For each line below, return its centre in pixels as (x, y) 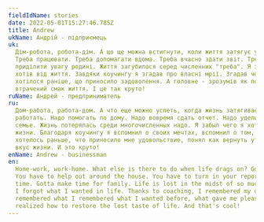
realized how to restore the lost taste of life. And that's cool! (128, 205)
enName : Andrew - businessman (58, 154)
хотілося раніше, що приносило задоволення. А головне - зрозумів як (131, 81)
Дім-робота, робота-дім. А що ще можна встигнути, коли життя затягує (133, 52)
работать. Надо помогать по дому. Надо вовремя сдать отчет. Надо (126, 118)
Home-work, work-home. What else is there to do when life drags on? (131, 169)
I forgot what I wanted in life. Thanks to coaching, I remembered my (133, 191)
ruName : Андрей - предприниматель (65, 96)
